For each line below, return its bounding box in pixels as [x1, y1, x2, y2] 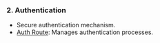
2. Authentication [6, 5, 67, 15]
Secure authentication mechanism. [16, 21, 116, 29]
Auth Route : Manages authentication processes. [16, 28, 153, 36]
